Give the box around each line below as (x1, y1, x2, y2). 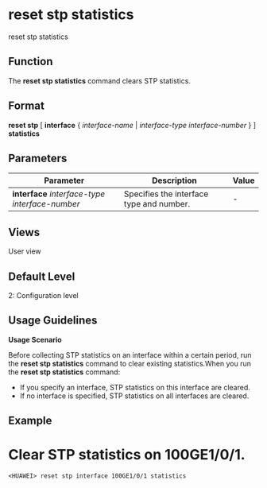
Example (8, 414, 52, 428)
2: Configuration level (8, 291, 79, 300)
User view (8, 246, 41, 256)
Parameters (8, 151, 68, 165)
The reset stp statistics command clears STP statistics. (8, 76, 191, 85)
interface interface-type (12, 188, 106, 199)
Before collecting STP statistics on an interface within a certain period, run (8, 350, 252, 359)
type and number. (123, 199, 191, 210)
